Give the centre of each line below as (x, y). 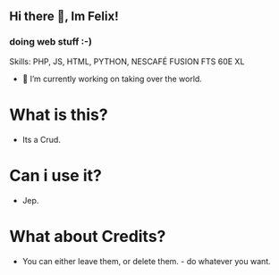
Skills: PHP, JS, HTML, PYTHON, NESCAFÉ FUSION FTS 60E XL (127, 61)
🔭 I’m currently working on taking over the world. (112, 79)
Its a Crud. (41, 139)
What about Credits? (88, 236)
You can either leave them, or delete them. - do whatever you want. (146, 261)
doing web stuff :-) (51, 42)
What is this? (59, 115)
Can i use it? (56, 175)
